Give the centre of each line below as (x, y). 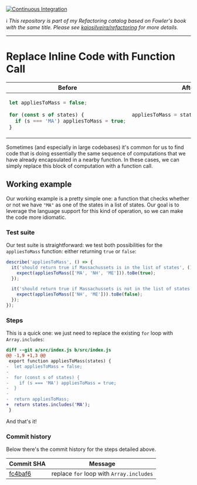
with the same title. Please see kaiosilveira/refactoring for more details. (92, 27)
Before (67, 87)
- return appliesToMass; (38, 399)
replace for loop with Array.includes (102, 474)
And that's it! (21, 421)
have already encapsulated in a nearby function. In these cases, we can (93, 160)
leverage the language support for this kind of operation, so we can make (95, 211)
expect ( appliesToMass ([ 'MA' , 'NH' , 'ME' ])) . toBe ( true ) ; (86, 273)
